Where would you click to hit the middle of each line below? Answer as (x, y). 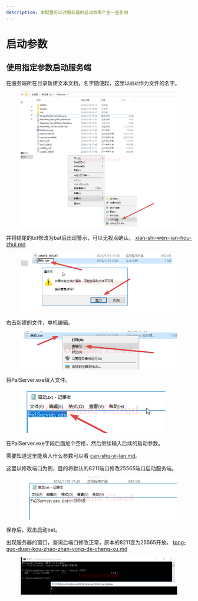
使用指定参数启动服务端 (49, 68)
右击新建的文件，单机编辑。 (40, 323)
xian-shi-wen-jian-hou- (164, 238)
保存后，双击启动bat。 (33, 530)
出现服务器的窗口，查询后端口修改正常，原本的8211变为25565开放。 (89, 543)
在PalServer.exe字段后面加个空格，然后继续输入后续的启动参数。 (85, 443)
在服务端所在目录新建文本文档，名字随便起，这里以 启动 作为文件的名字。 (93, 83)
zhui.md (16, 245)
